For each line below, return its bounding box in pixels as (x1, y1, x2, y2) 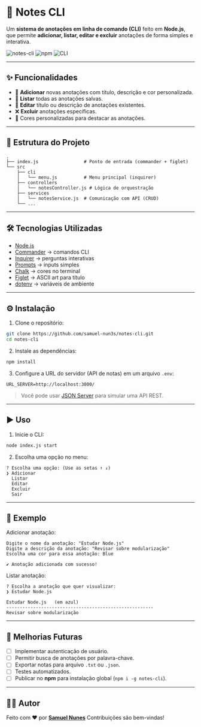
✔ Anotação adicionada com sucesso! (6, 561, 98, 567)
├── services (17, 190, 50, 196)
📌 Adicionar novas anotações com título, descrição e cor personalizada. (14, 88, 193, 95)
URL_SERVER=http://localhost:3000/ (6, 381, 95, 387)
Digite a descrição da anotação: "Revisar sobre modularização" (6, 546, 170, 552)
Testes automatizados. (14, 668, 71, 675)
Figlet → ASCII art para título (14, 274, 85, 281)
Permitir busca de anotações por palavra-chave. (14, 654, 135, 662)
